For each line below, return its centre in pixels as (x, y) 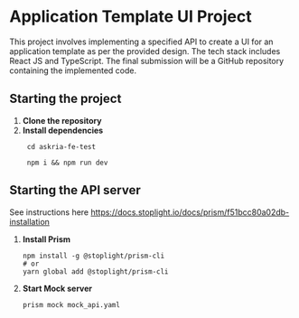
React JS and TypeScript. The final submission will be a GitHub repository (147, 61)
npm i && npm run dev (67, 163)
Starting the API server (75, 190)
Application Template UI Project (131, 17)
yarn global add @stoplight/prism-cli (95, 271)
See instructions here (49, 212)
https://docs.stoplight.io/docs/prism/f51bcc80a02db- (190, 212)
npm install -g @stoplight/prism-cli (93, 256)
